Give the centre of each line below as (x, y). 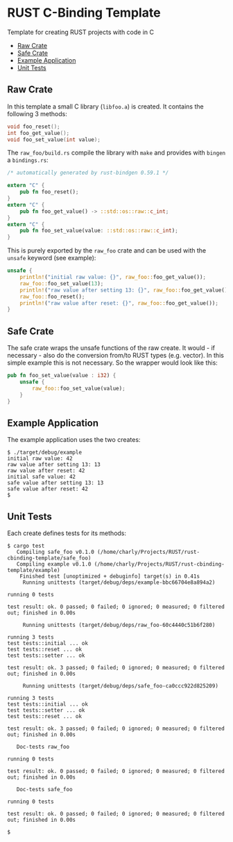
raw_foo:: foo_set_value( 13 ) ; (62, 283)
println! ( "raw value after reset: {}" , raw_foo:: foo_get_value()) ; (119, 303)
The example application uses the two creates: (74, 440)
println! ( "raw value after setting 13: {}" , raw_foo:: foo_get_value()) (125, 290)
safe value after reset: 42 (48, 489)
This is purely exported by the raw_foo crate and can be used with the (107, 251)
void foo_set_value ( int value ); (54, 140)
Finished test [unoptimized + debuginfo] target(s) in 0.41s (110, 577)
